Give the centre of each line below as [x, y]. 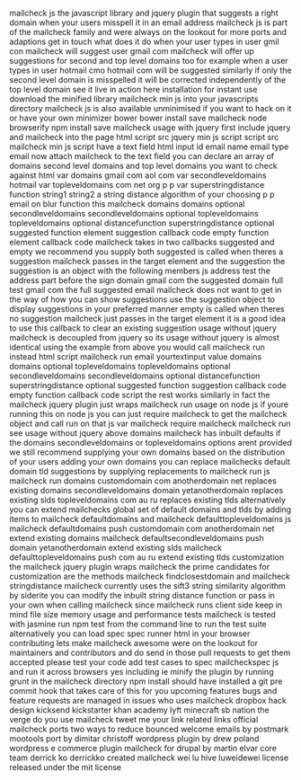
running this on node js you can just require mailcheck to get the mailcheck [148, 414]
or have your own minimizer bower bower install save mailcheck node [138, 118]
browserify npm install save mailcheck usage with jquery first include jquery [150, 128]
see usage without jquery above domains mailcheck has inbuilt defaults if [145, 433]
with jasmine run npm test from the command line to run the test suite [138, 624]
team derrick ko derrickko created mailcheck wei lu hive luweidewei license [149, 758]
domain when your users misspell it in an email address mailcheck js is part [149, 22]
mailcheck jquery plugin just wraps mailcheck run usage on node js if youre [149, 404]
